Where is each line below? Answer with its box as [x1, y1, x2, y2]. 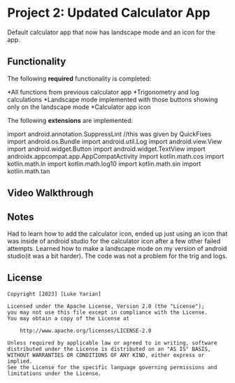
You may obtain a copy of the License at [7, 315, 130, 322]
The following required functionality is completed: [7, 74, 152, 82]
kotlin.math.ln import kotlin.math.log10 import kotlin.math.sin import [7, 159, 201, 168]
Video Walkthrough [7, 187, 94, 199]
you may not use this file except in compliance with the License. [7, 309, 208, 316]
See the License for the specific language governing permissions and [7, 363, 218, 371]
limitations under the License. [7, 370, 101, 377]
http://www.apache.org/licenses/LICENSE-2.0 [20, 327, 152, 334]
